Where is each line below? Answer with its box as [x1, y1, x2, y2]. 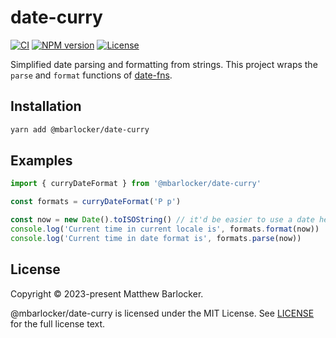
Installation [10, 98, 82, 115]
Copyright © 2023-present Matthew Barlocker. [10, 287, 204, 300]
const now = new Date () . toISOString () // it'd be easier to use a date [10, 215, 315, 225]
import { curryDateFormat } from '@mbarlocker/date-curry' [10, 179, 262, 189]
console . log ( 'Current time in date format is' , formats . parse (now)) [10, 233, 302, 243]
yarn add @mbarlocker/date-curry [10, 124, 150, 135]
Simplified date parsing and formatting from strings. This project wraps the [10, 58, 318, 70]
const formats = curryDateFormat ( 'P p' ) [10, 197, 182, 207]
